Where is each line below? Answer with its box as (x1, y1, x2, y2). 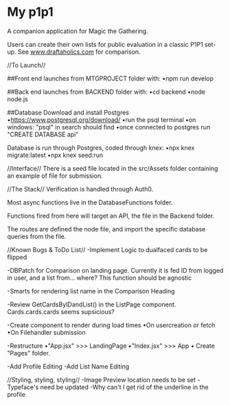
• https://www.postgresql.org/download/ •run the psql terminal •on (7, 115, 196, 124)
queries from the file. (7, 232, 67, 240)
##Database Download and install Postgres (7, 108, 129, 116)
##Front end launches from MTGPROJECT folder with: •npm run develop (7, 74, 214, 83)
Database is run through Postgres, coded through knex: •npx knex (7, 143, 195, 152)
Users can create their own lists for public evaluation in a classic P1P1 (7, 40, 204, 48)
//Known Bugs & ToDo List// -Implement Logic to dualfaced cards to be (7, 245, 208, 253)
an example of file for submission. (7, 172, 103, 180)
